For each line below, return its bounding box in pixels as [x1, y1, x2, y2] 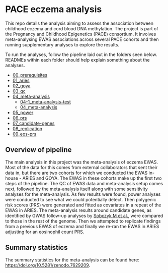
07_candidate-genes [12, 120, 55, 126]
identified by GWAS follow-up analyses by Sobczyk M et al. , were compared [5, 212, 163, 219]
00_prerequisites [12, 72, 48, 78]
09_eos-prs [12, 131, 37, 137]
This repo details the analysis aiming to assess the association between [5, 20, 154, 26]
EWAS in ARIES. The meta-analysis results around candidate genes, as [5, 207, 152, 213]
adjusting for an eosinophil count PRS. [5, 229, 85, 235]
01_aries [12, 77, 30, 83]
